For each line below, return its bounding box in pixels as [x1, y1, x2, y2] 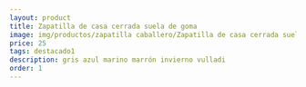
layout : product [9, 13, 71, 23]
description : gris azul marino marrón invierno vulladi [9, 55, 226, 64]
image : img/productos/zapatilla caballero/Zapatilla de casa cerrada [9, 30, 280, 39]
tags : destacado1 [9, 47, 76, 56]
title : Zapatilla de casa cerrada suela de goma [9, 22, 198, 31]
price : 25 [9, 38, 47, 48]
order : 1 [9, 64, 43, 73]
